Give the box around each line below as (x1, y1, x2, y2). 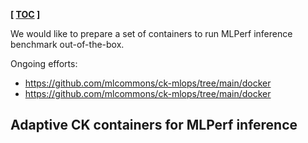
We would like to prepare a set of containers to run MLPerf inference (10, 28, 293, 39)
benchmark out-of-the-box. (10, 39, 125, 50)
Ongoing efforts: (10, 58, 78, 69)
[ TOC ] (10, 9, 41, 20)
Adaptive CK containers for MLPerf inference (10, 117, 298, 134)
